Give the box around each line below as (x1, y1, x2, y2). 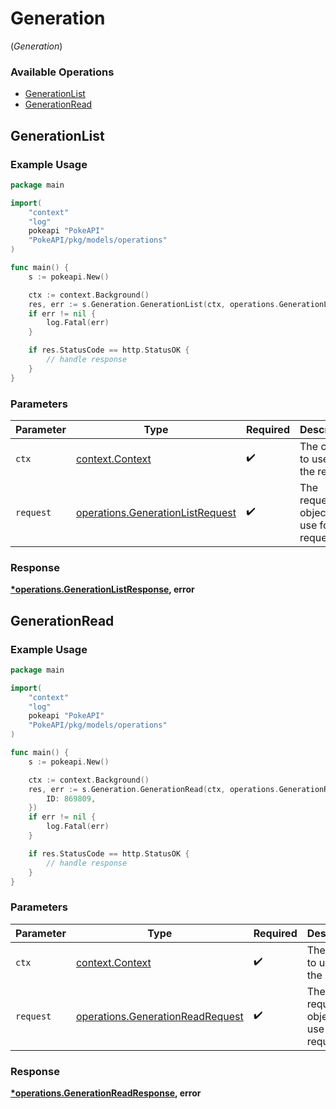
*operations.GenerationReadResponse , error (10, 1087, 202, 1099)
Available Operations (10, 65, 115, 79)
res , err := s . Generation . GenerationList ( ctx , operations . (28, 299, 280, 309)
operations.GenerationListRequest (75, 505, 237, 519)
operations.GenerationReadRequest (75, 1009, 244, 1023)
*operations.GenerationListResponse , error (10, 583, 195, 596)
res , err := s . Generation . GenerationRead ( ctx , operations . (28, 784, 280, 794)
